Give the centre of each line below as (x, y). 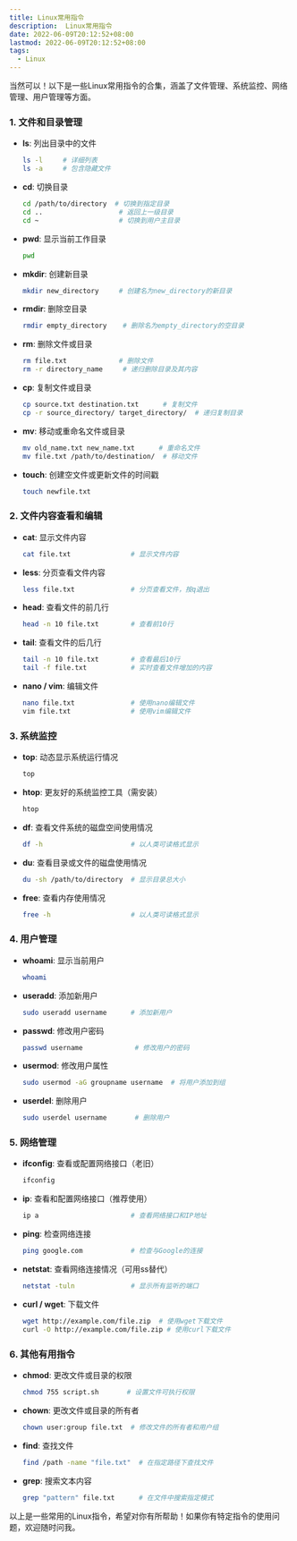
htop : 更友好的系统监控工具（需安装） (92, 792)
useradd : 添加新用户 (60, 995)
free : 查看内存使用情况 (64, 898)
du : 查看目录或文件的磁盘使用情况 (85, 862)
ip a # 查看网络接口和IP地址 (115, 1216)
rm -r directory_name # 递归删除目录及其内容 (110, 369)
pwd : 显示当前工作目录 (64, 239)
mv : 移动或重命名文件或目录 (73, 431)
